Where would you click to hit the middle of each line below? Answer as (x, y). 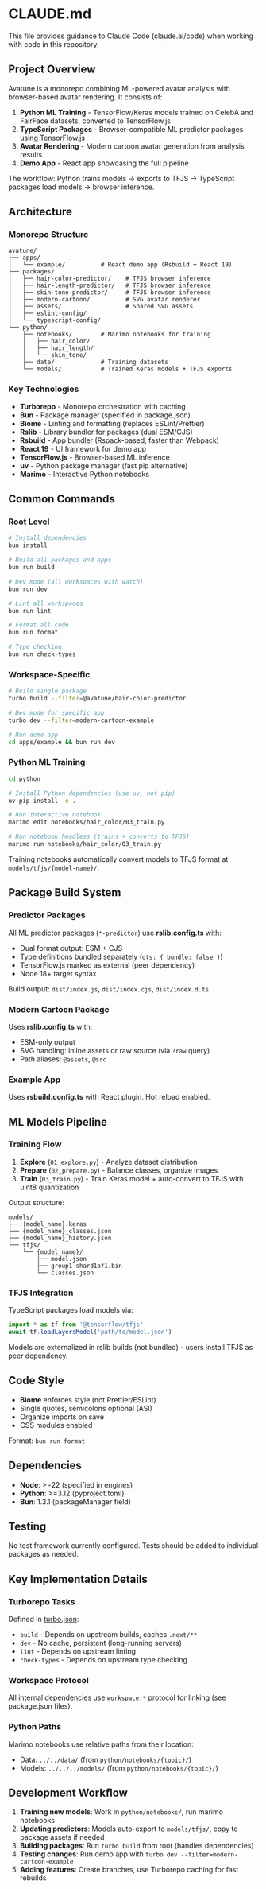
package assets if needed (62, 1837)
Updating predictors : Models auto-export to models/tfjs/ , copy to (129, 1829)
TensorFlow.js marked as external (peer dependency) (107, 965)
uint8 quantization (49, 1187)
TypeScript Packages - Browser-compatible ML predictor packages (131, 129)
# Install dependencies (48, 538)
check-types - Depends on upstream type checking (104, 1660)
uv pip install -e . (42, 801)
